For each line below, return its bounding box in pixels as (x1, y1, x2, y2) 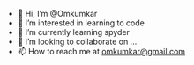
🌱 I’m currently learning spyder (17, 27, 131, 37)
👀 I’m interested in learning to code (17, 18, 145, 28)
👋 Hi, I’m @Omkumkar (17, 9, 98, 18)
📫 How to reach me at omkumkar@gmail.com (17, 47, 186, 56)
